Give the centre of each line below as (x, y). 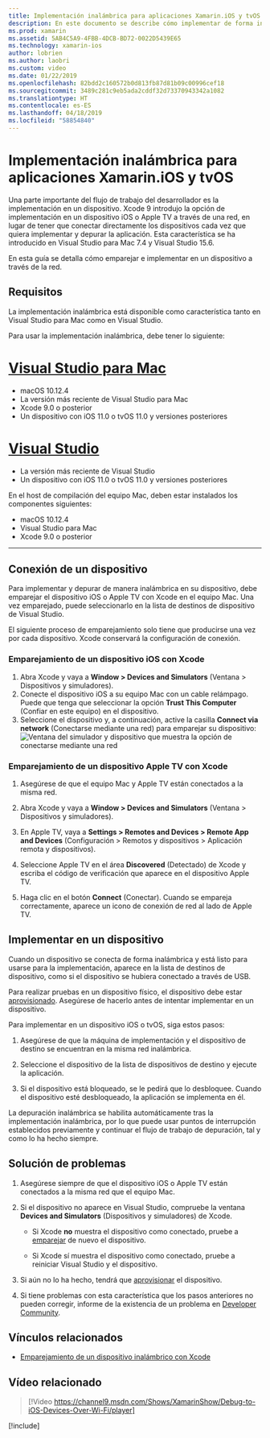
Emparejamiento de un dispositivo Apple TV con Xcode (118, 766)
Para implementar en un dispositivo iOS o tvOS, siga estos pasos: (117, 1024)
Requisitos (35, 292)
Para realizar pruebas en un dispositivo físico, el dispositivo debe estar (125, 992)
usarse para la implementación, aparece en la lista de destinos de (117, 968)
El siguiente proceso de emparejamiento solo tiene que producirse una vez (132, 630)
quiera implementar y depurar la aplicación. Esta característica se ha (122, 233)
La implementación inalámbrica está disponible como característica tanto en (135, 312)
